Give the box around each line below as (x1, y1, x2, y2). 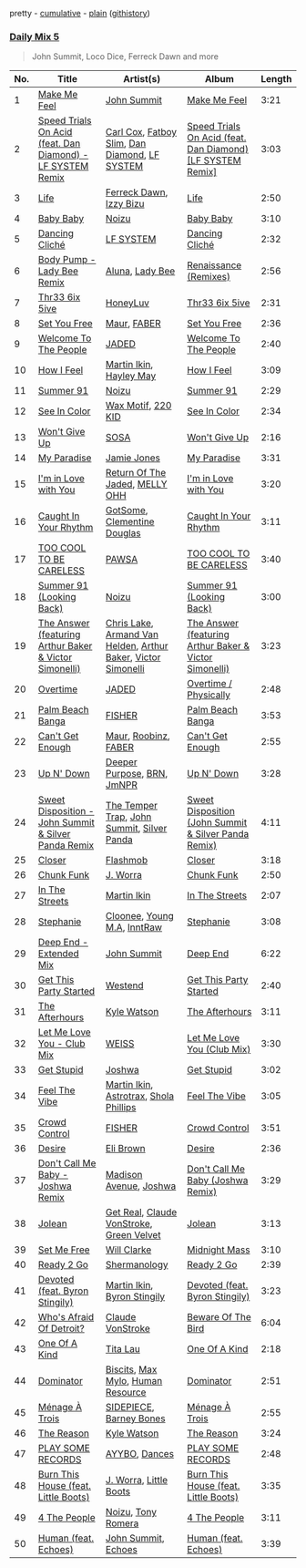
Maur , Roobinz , (105, 729, 170, 742)
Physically (186, 688, 230, 701)
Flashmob (105, 854, 148, 867)
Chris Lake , (105, 617, 154, 630)
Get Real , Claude (105, 1206, 178, 1219)
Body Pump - (37, 253, 97, 266)
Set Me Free (37, 1243, 90, 1256)
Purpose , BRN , (105, 768, 168, 780)
